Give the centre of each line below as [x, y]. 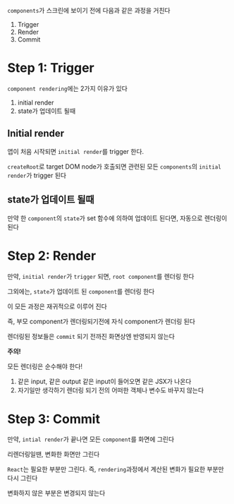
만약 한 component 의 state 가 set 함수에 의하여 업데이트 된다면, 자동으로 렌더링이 [117, 218]
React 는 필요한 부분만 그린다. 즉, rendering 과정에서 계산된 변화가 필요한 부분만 [116, 469]
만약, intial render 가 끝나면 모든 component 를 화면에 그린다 [91, 439]
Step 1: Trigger [51, 68]
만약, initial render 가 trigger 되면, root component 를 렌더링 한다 [101, 276]
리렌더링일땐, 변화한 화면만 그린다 [54, 455]
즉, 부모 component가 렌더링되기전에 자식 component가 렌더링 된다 [101, 321]
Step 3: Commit [54, 419]
